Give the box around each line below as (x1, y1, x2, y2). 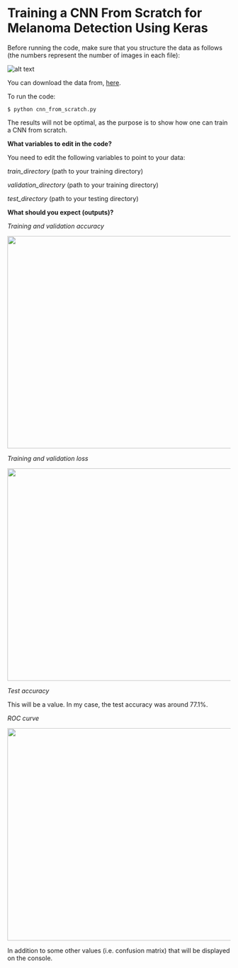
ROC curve (7, 714, 40, 722)
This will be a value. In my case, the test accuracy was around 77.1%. (7, 700, 208, 709)
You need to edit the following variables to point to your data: (7, 153, 186, 161)
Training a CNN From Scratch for (7, 5, 203, 21)
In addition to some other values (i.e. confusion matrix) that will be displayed (7, 946, 230, 955)
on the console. (7, 954, 53, 962)
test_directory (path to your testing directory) (7, 194, 140, 203)
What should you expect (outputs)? (7, 207, 114, 217)
